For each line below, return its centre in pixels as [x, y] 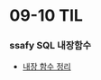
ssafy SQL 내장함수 [50, 46]
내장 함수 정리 [46, 67]
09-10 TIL [46, 16]
